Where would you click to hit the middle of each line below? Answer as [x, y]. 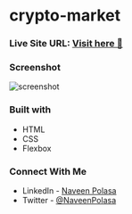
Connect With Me [48, 171]
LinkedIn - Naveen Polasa [69, 191]
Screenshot [35, 68]
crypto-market [65, 16]
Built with [30, 110]
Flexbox [37, 148]
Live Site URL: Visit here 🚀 [66, 44]
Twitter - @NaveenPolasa [69, 200]
